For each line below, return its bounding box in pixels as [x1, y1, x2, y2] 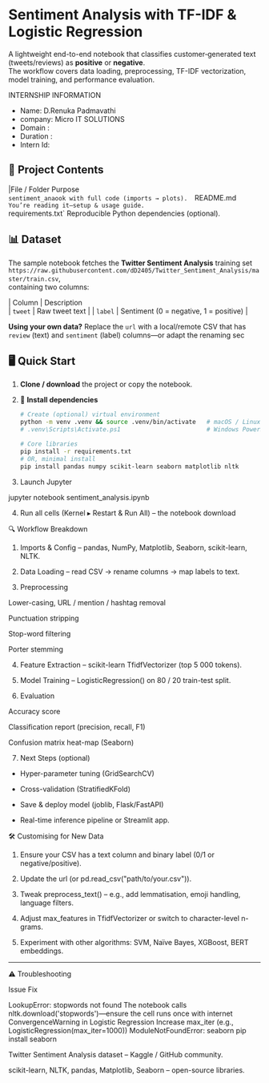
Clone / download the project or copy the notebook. [19, 379, 193, 390]
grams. [19, 922, 44, 931]
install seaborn [8, 1034, 58, 1044]
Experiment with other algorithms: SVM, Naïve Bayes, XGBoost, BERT [19, 937, 250, 947]
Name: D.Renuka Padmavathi [19, 106, 116, 115]
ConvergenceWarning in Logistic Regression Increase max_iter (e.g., [8, 1016, 234, 1027]
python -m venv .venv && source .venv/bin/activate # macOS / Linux [19, 418, 261, 426]
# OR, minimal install [19, 455, 96, 463]
